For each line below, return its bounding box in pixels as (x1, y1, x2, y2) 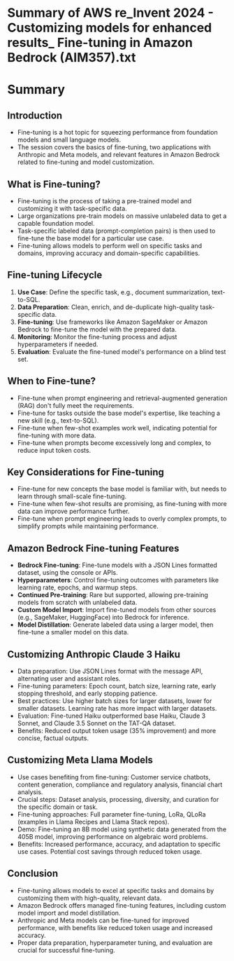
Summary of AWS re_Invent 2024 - (7, 5, 214, 21)
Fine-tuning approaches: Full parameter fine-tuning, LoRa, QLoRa (17, 810, 206, 818)
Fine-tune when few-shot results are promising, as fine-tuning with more (17, 500, 227, 508)
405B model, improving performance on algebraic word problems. (17, 832, 208, 840)
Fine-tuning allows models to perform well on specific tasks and (17, 242, 203, 250)
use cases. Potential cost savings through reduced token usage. (17, 847, 203, 856)
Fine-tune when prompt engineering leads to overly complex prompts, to (17, 514, 227, 523)
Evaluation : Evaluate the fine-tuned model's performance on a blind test (17, 347, 226, 355)
